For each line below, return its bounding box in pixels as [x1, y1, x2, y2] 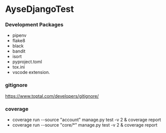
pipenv [12, 32, 27, 38]
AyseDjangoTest [5, 3, 74, 15]
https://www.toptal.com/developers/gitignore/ [5, 93, 99, 99]
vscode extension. [12, 69, 51, 75]
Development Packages [5, 21, 63, 28]
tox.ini [12, 64, 25, 70]
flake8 [12, 38, 26, 44]
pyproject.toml [12, 59, 42, 65]
